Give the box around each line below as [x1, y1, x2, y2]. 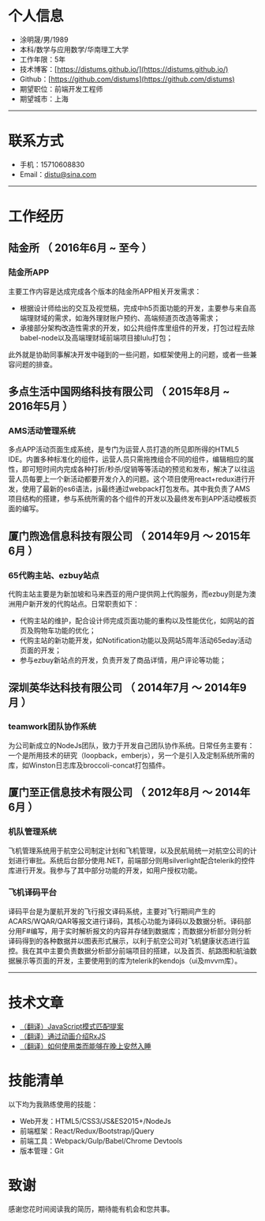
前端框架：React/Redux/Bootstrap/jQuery [19, 1126, 155, 1136]
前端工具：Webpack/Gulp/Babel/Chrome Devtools [19, 1136, 183, 1145]
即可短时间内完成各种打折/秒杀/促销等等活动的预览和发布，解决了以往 [21, 464, 248, 474]
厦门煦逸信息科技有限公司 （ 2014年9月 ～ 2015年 [8, 529, 251, 543]
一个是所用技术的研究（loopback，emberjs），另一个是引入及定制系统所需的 [8, 750, 255, 760]
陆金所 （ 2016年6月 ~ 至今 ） [8, 242, 152, 255]
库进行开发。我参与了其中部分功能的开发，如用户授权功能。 [8, 866, 202, 875]
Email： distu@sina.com [19, 169, 97, 178]
